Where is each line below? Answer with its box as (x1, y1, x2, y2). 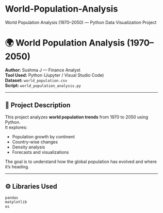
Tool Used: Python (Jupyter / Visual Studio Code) (5, 72, 104, 78)
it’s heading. (5, 164, 30, 169)
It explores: (5, 124, 28, 130)
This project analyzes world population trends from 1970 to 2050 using (5, 114, 148, 120)
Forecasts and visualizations (12, 149, 69, 155)
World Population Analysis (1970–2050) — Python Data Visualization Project (5, 19, 157, 25)
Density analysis (12, 144, 45, 150)
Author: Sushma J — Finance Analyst (5, 67, 81, 73)
